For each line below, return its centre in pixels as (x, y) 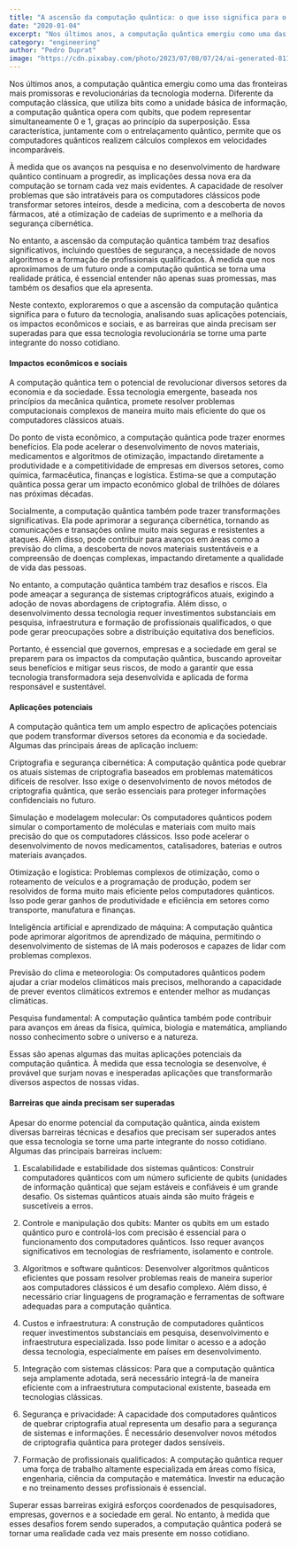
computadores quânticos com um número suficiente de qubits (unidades (154, 1177)
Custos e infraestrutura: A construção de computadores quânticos (143, 1323)
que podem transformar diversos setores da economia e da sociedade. (138, 736)
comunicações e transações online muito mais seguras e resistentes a (137, 530)
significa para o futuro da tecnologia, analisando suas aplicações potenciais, (148, 314)
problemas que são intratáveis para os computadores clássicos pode (135, 195)
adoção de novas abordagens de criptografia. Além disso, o (118, 604)
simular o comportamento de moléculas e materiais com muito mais (133, 827)
